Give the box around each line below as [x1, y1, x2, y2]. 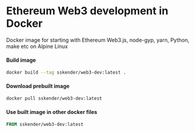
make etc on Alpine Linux [6, 43, 68, 50]
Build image [6, 56, 36, 64]
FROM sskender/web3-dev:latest [6, 122, 84, 128]
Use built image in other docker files [6, 108, 97, 115]
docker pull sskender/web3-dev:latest [6, 96, 102, 102]
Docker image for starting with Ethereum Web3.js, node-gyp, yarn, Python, [6, 36, 190, 43]
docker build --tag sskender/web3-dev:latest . [6, 69, 127, 75]
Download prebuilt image [6, 82, 70, 90]
